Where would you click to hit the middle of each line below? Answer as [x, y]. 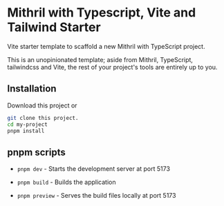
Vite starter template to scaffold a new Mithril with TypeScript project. [106, 46]
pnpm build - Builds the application [66, 182]
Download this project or [42, 105]
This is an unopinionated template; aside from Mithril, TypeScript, [100, 59]
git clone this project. [43, 118]
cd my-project [28, 124]
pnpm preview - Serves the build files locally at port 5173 [96, 196]
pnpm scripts [36, 152]
